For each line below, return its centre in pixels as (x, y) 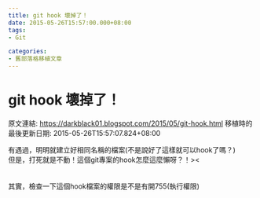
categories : (27, 52)
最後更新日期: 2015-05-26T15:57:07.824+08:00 (84, 133)
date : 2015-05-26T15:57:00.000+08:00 (70, 23)
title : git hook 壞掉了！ (48, 15)
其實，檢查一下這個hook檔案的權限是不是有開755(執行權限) (104, 186)
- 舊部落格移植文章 (35, 59)
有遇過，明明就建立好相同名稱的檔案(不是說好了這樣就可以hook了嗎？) (122, 149)
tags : (17, 30)
